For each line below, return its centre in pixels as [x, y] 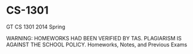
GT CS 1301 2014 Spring [36, 27]
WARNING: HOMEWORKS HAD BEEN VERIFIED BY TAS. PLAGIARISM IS [94, 38]
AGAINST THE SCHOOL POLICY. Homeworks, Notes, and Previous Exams [97, 45]
